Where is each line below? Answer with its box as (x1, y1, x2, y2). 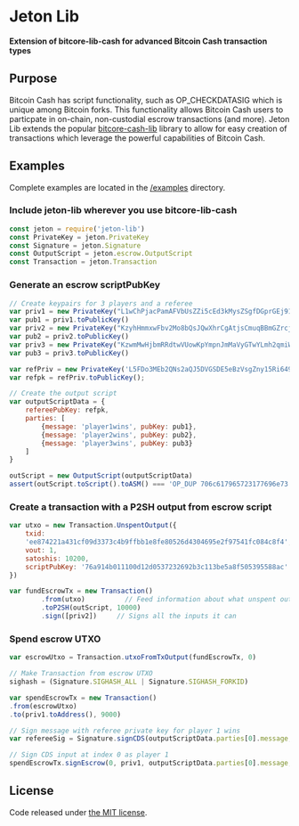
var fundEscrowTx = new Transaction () (9, 586, 153, 596)
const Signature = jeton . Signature (9, 241, 141, 250)
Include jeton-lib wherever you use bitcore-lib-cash (9, 204, 238, 217)
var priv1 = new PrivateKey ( (9, 307, 117, 316)
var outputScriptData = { (9, 397, 105, 406)
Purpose (9, 71, 58, 86)
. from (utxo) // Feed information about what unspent (41, 595, 277, 604)
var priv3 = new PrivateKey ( (9, 340, 117, 349)
